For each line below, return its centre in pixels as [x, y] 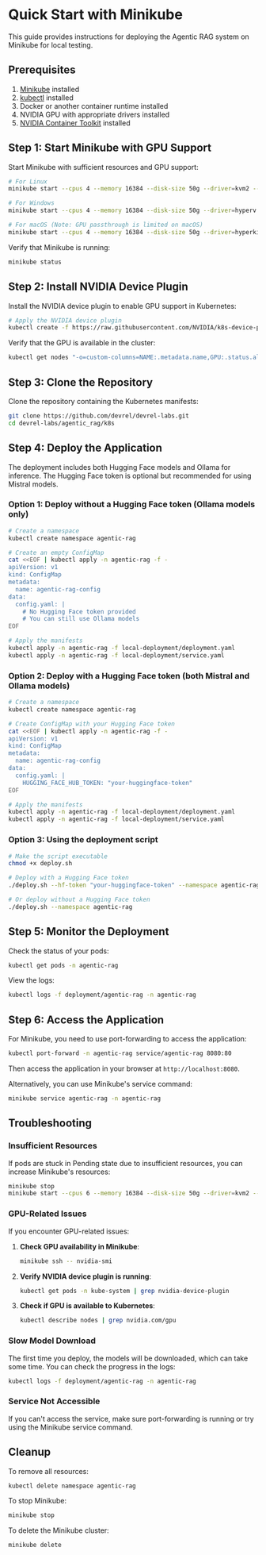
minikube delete [35, 1545]
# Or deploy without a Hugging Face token [79, 900]
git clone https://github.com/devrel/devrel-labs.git [99, 416]
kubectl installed [46, 98]
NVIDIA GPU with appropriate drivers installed [95, 114]
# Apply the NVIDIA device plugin [65, 320]
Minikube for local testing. [51, 44]
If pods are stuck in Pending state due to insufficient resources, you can [125, 1163]
